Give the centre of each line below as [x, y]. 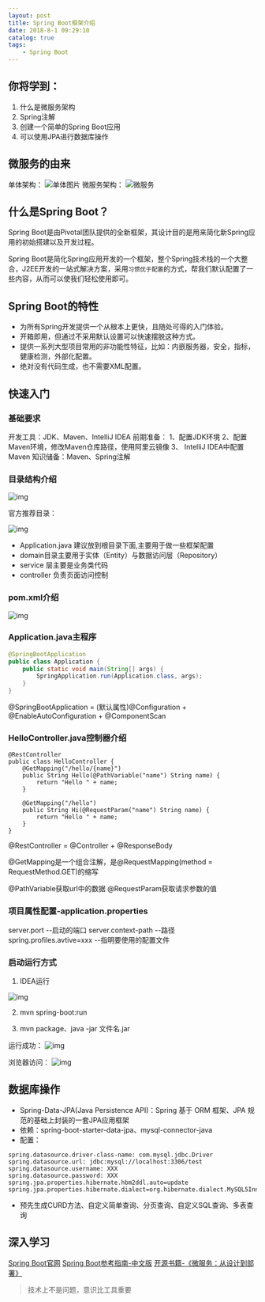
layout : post [30, 15]
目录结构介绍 [33, 479]
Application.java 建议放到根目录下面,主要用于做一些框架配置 [117, 545]
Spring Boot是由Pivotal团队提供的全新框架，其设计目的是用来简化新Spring [129, 232]
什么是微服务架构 [47, 107]
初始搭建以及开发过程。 [60, 242]
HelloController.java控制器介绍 [67, 738]
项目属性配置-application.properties [78, 911]
